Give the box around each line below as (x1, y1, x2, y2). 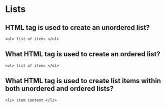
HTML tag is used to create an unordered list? (5, 23, 150, 32)
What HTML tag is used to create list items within (5, 77, 161, 85)
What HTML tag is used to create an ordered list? (5, 50, 160, 58)
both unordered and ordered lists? (5, 85, 114, 93)
